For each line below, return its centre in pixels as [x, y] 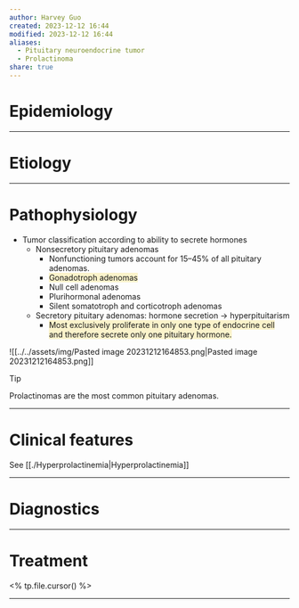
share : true [31, 68]
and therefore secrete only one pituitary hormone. [140, 334]
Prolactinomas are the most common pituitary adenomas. [114, 395]
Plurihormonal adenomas [94, 296]
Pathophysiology [73, 214]
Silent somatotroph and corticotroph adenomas [135, 306]
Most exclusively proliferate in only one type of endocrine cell [162, 325]
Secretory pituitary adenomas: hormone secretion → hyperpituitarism [162, 315]
